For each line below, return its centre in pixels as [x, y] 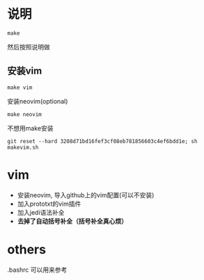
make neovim [24, 114]
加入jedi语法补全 [41, 212]
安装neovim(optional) [38, 101]
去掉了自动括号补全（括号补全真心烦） [72, 221]
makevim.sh [23, 147]
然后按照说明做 [29, 47]
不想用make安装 [30, 128]
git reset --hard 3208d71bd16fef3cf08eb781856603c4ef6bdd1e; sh [102, 141]
